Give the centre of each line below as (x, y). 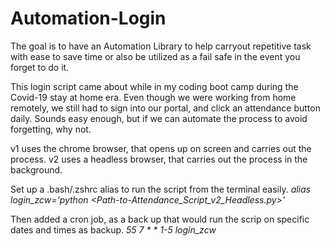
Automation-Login (88, 18)
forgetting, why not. (51, 129)
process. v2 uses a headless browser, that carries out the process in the (159, 159)
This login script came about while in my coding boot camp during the (154, 86)
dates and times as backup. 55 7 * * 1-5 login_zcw (113, 229)
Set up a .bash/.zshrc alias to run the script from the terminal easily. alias (160, 189)
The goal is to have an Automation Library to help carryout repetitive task (161, 46)
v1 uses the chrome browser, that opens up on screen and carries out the (161, 148)
